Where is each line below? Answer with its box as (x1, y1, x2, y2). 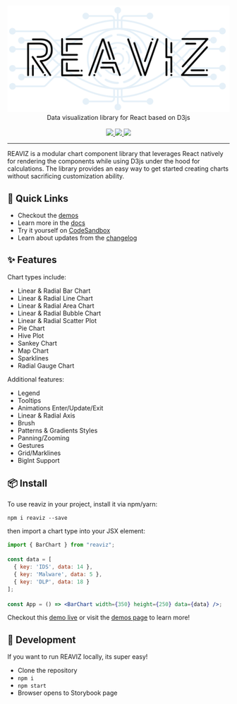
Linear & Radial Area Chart (17, 301, 95, 310)
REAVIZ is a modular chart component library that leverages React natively (7, 150, 224, 158)
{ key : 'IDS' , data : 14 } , (13, 564, 93, 571)
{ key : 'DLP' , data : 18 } (13, 578, 90, 585)
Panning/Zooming (17, 433, 70, 442)
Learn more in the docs (17, 218, 86, 227)
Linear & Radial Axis (17, 411, 75, 420)
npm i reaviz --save (7, 514, 68, 521)
